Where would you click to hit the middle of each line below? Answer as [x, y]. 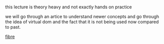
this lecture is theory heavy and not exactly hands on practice [69, 7]
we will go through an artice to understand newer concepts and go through [82, 17]
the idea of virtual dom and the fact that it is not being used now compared [82, 22]
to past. [13, 27]
